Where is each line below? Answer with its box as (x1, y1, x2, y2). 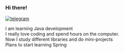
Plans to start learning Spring (5, 42, 67, 48)
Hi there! (5, 4, 28, 11)
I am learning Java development (5, 25, 73, 32)
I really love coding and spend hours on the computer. (5, 31, 119, 37)
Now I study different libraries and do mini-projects (5, 36, 113, 42)
